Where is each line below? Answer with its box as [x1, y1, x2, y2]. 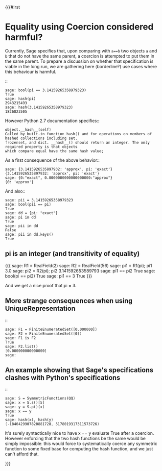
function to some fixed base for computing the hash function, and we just [5, 446, 153, 452]
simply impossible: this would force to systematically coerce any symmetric [5, 441, 158, 446]
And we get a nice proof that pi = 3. [5, 282, 77, 288]
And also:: [5, 188, 25, 194]
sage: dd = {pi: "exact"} [5, 210, 58, 215]
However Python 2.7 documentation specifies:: [5, 118, 100, 124]
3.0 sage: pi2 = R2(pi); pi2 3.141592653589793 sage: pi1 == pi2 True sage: [5, 268, 156, 273]
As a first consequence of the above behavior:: [5, 157, 100, 163]
